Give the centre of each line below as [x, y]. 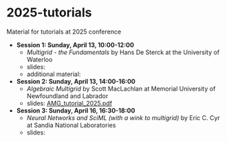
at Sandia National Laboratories [71, 125]
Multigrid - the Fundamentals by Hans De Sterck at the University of [123, 52]
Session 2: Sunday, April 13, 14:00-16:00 [76, 81]
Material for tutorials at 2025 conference [64, 32]
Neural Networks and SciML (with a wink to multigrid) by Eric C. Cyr [123, 117]
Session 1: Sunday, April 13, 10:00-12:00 [75, 45]
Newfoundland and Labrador [67, 96]
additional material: [54, 74]
